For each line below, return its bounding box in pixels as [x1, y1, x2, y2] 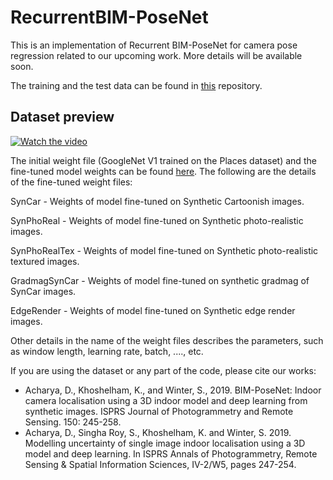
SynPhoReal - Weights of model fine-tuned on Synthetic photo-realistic [10, 214, 304, 226]
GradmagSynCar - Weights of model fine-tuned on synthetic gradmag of [10, 274, 310, 286]
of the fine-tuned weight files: [10, 176, 133, 188]
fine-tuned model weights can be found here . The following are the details [10, 165, 317, 177]
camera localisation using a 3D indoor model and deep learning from [24, 394, 308, 406]
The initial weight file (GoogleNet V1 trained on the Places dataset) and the [10, 154, 317, 166]
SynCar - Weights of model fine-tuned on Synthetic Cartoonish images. [10, 195, 305, 207]
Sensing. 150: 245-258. [24, 416, 122, 428]
